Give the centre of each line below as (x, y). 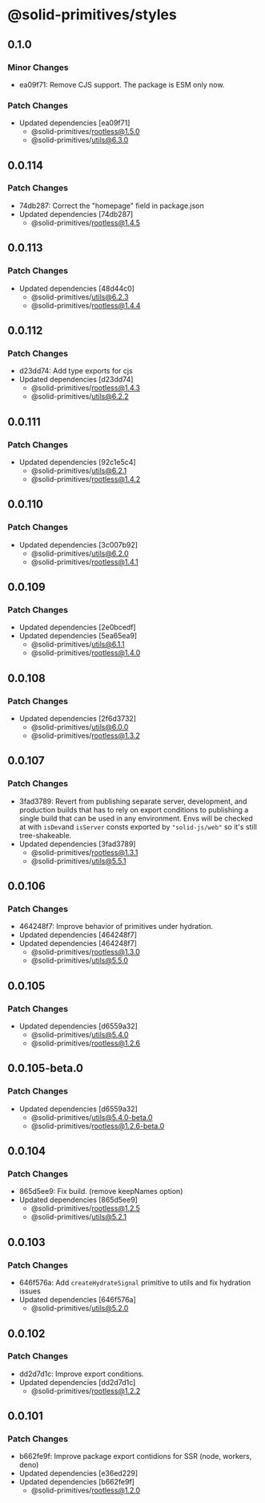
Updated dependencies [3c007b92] (78, 544)
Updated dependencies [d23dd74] (76, 380)
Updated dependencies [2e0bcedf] (78, 627)
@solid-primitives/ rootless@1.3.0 (86, 952)
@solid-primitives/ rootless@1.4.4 (86, 305)
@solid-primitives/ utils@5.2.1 (79, 1217)
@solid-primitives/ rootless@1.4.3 (86, 388)
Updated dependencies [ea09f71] (74, 123)
